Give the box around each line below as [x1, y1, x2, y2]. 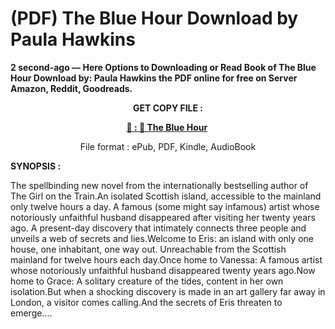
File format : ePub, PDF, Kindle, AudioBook [79, 140, 257, 152]
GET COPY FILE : [133, 102, 203, 114]
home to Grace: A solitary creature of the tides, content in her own [10, 275, 284, 287]
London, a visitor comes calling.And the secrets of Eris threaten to [10, 296, 283, 308]
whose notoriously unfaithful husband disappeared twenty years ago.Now [10, 264, 316, 276]
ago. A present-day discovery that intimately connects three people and [10, 222, 307, 234]
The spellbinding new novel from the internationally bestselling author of [10, 179, 309, 191]
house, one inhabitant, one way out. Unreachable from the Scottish [10, 243, 287, 255]
